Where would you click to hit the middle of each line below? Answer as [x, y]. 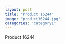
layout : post [18, 10]
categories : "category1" [31, 23]
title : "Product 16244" [30, 14]
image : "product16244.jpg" [33, 19]
